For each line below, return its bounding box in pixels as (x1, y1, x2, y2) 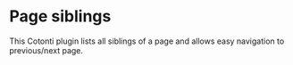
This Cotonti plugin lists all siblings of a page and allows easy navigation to (9, 36, 285, 46)
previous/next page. (9, 45, 83, 55)
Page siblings (9, 6, 112, 27)
